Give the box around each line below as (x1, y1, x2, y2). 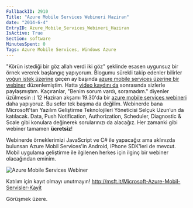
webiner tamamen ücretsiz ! (6, 125, 73, 132)
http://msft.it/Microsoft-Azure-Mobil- (91, 178, 181, 185)
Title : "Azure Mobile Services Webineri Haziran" (6, 14, 130, 20)
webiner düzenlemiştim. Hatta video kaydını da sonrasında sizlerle (6, 81, 166, 88)
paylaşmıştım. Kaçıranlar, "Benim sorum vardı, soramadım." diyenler (6, 87, 170, 94)
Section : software (6, 36, 51, 42)
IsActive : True (6, 30, 43, 36)
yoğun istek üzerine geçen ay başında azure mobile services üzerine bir (6, 75, 180, 82)
